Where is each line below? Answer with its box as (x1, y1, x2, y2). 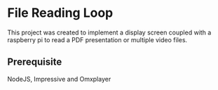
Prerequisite (7, 56, 62, 68)
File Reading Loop (7, 5, 114, 21)
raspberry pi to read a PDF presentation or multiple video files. (7, 35, 188, 44)
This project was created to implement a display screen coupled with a (7, 28, 212, 37)
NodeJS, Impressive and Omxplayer (7, 75, 111, 83)
